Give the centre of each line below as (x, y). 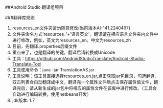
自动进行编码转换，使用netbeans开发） (52, 94)
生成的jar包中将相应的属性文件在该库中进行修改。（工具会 (100, 88)
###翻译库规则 (20, 18)
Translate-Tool (27, 64)
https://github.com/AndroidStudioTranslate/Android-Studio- (85, 58)
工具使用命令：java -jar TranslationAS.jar (53, 70)
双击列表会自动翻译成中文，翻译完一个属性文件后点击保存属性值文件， (83, 82)
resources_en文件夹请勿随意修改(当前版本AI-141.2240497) (71, 28)
